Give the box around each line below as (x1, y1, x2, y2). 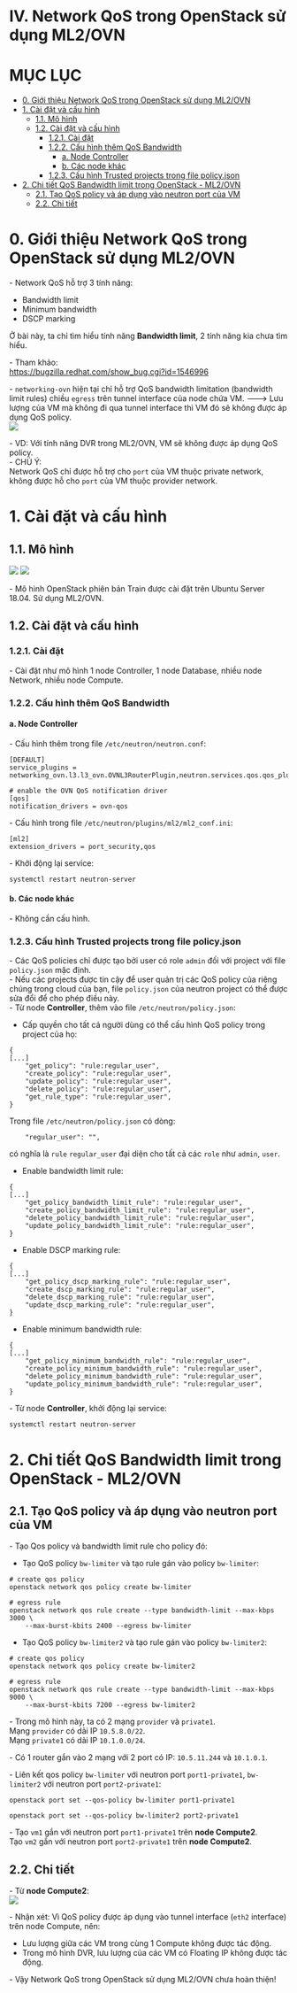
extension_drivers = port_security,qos (9, 842, 156, 851)
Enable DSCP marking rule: (21, 1245, 121, 1255)
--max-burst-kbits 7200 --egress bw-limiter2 (25, 1701, 196, 1710)
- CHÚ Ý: (9, 457, 42, 467)
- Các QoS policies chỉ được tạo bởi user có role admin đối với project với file (9, 955, 286, 966)
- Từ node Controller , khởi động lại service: (9, 1403, 168, 1414)
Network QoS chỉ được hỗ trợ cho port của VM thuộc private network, (9, 467, 263, 477)
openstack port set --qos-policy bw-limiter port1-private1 (9, 1796, 236, 1805)
